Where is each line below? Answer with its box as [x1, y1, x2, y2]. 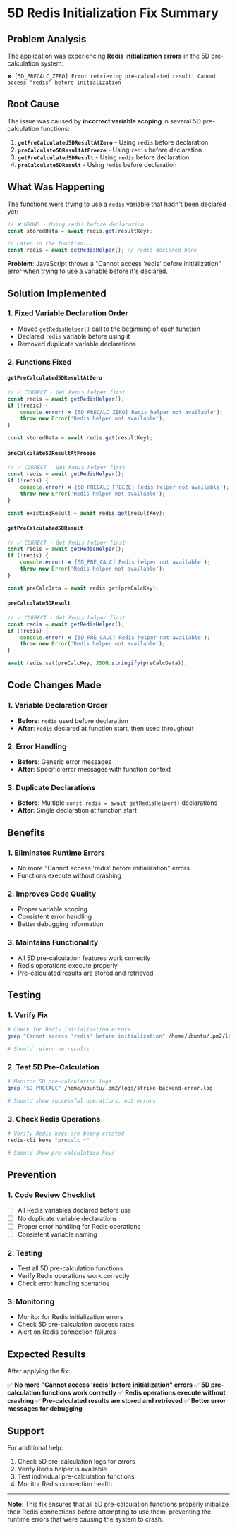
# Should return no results [7, 1045, 90, 1052]
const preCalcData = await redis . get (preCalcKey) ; [7, 584, 159, 592]
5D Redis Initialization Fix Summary [7, 5, 219, 21]
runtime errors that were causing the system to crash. [7, 1514, 164, 1523]
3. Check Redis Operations [7, 1114, 101, 1124]
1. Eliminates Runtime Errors [7, 848, 106, 858]
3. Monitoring [7, 1297, 55, 1306]
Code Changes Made [7, 679, 102, 691]
